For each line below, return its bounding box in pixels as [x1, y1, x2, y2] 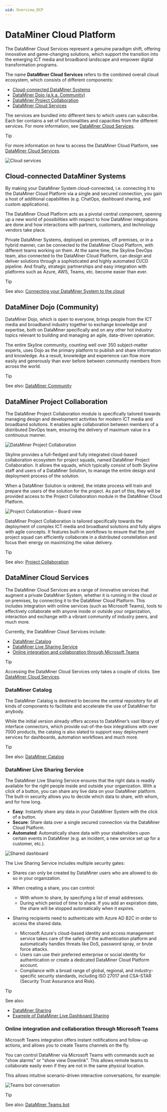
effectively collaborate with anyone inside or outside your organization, [5, 608, 151, 614]
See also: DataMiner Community [5, 383, 72, 389]
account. [19, 962, 38, 968]
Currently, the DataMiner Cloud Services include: [5, 629, 106, 635]
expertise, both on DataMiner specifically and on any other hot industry [5, 327, 152, 333]
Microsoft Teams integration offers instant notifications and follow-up [5, 1037, 148, 1043]
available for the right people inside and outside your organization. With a [5, 783, 156, 789]
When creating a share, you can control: [12, 885, 95, 891]
